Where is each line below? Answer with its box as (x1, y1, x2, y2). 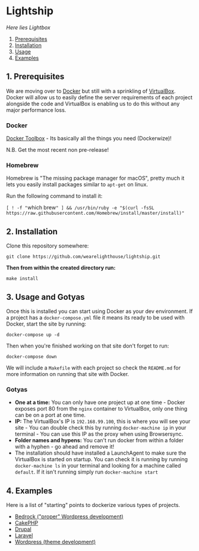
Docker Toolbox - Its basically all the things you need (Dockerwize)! (6, 135, 172, 142)
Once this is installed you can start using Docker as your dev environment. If (6, 308, 193, 315)
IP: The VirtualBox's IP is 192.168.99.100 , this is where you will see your (14, 418, 191, 425)
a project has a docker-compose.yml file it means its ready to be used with (6, 314, 185, 321)
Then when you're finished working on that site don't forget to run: (6, 342, 169, 349)
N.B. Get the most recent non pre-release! (6, 146, 109, 154)
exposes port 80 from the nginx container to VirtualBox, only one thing (14, 405, 188, 412)
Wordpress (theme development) (14, 539, 96, 546)
